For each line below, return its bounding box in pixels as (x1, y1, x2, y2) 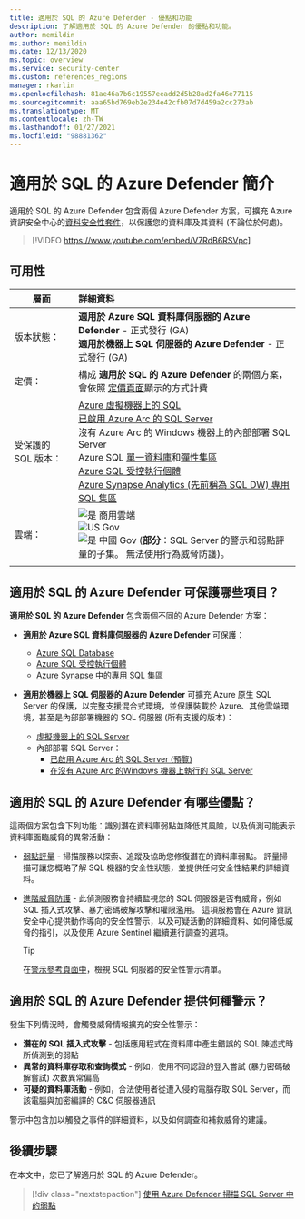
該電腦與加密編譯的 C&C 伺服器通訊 (22, 1095, 156, 1106)
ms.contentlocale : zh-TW (9, 114, 103, 124)
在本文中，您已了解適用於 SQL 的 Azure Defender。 (9, 1169, 202, 1180)
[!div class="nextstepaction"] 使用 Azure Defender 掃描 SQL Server (31, 1188, 284, 1199)
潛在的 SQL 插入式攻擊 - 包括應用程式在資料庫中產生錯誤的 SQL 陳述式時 (22, 1038, 294, 1049)
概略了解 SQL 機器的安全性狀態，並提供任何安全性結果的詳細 (54, 862, 282, 873)
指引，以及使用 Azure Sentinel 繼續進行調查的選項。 (38, 927, 233, 938)
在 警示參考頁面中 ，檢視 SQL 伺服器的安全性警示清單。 (22, 964, 227, 975)
